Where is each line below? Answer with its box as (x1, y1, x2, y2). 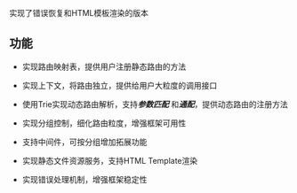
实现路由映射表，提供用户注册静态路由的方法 (21, 61, 187, 72)
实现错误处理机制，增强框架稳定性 (21, 174, 148, 184)
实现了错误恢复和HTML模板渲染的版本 (9, 8, 149, 18)
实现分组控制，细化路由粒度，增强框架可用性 (21, 118, 187, 128)
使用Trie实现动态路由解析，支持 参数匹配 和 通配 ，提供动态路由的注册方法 (21, 98, 288, 109)
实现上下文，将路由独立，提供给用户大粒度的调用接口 (21, 80, 218, 90)
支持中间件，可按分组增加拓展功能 (21, 136, 148, 147)
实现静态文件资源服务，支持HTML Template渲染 (21, 155, 198, 166)
